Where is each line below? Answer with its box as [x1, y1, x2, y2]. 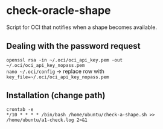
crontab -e [6, 106, 34, 112]
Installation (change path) [6, 90, 106, 101]
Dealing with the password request [6, 41, 141, 51]
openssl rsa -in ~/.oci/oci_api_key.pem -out [6, 57, 123, 63]
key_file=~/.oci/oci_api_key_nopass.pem [6, 74, 110, 80]
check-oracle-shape [6, 4, 111, 17]
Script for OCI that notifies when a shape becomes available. [6, 24, 157, 31]
